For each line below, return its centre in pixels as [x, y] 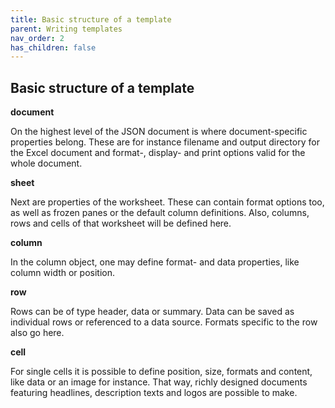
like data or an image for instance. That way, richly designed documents [159, 382]
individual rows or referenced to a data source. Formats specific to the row [164, 322]
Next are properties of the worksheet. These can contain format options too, [167, 202]
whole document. [46, 163]
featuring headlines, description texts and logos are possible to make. [154, 393]
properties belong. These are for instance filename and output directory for [165, 142]
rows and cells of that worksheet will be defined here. [121, 223]
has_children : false [53, 47]
